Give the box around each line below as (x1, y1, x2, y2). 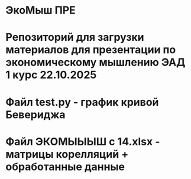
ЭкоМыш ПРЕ (5, 4, 76, 17)
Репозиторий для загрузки (5, 31, 144, 44)
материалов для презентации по (5, 43, 176, 57)
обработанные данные (5, 160, 125, 173)
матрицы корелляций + (5, 147, 129, 161)
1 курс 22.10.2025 (5, 69, 97, 82)
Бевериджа (5, 108, 66, 121)
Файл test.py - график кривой (5, 95, 159, 109)
